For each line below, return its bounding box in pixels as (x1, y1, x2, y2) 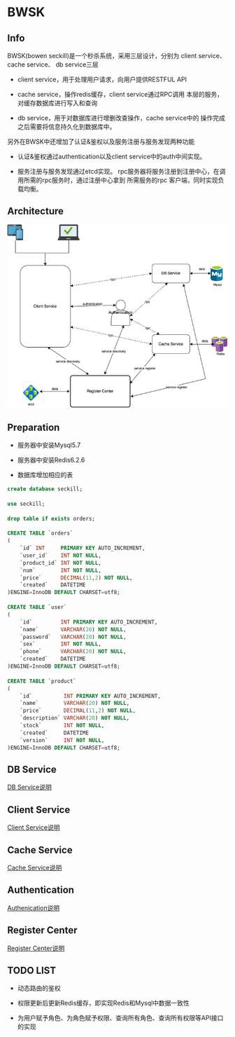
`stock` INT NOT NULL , (20, 722, 105, 729)
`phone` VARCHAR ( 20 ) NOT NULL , (20, 648, 127, 655)
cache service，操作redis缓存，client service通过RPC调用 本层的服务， (17, 90, 224, 98)
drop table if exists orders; (7, 515, 96, 522)
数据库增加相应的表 (17, 471, 73, 479)
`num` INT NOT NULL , (20, 567, 101, 574)
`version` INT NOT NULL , (20, 736, 105, 743)
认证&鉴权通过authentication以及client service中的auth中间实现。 (17, 152, 206, 160)
